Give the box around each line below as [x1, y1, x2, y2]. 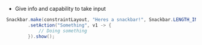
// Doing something [38, 28, 87, 34]
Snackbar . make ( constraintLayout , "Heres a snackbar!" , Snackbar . [6, 17, 173, 23]
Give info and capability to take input [14, 5, 106, 12]
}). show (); [28, 33, 55, 40]
